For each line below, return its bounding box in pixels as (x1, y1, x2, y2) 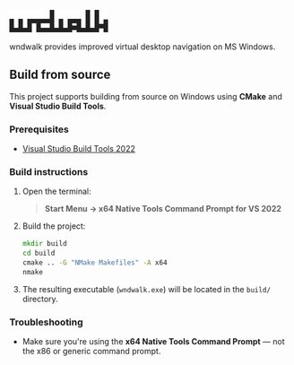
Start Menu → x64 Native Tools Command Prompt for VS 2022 (44, 204, 282, 214)
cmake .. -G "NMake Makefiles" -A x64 (22, 258, 168, 267)
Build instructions (9, 166, 89, 178)
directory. (22, 293, 58, 304)
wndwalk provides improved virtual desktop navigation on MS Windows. (9, 41, 276, 52)
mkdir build (22, 239, 67, 248)
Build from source (9, 67, 111, 83)
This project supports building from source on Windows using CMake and (9, 91, 282, 101)
